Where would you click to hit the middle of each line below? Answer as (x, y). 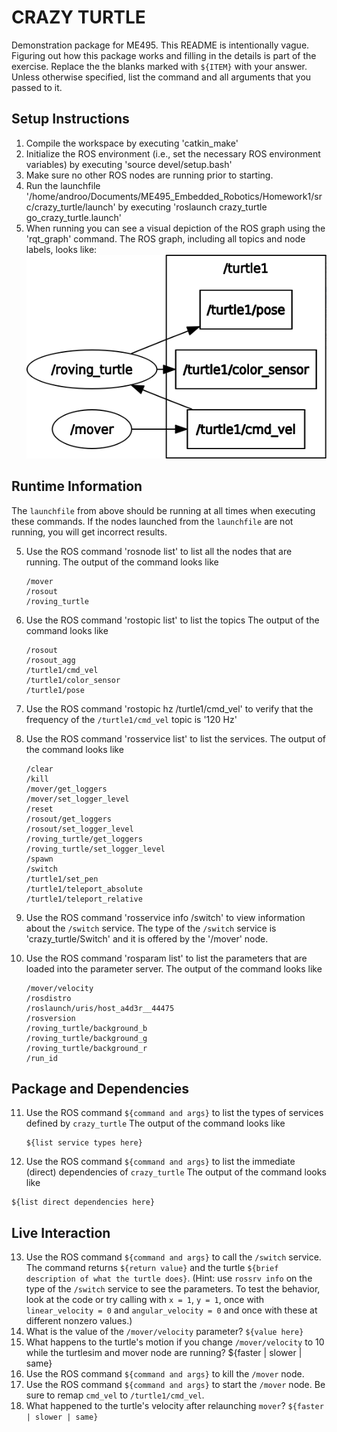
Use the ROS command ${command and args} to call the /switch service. (173, 1257)
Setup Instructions (70, 119)
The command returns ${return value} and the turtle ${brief (152, 1268)
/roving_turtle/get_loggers (84, 839)
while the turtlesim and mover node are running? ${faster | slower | (164, 1353)
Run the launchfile (63, 185)
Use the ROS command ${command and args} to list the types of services (174, 1113)
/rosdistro (48, 998)
